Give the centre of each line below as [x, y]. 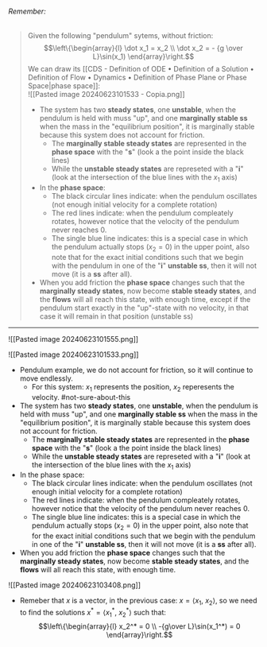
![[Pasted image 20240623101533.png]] [74, 354]
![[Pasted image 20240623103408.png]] [75, 585]
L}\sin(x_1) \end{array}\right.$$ [143, 56]
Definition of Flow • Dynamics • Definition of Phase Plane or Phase [137, 77]
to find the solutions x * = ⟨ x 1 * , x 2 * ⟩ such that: [93, 612]
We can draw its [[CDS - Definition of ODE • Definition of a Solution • [141, 69]
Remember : [27, 11]
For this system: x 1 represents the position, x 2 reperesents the [133, 387]
